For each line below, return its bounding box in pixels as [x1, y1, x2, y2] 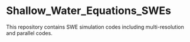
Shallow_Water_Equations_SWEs [6, 4, 172, 17]
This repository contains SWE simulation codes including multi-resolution [6, 23, 184, 30]
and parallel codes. [6, 29, 53, 36]
